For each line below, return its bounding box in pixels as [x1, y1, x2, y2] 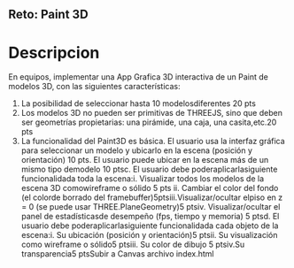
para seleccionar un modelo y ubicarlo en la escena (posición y [20, 145, 253, 156]
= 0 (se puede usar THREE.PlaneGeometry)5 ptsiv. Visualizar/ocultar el [20, 202, 281, 212]
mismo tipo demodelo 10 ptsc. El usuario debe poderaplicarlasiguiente [20, 164, 278, 175]
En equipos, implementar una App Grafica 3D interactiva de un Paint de [8, 72, 269, 82]
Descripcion [8, 42, 100, 63]
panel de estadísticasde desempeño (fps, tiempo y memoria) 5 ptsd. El [20, 211, 280, 222]
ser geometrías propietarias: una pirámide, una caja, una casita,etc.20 [20, 117, 277, 127]
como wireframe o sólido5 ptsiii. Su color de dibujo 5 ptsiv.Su [20, 239, 245, 250]
